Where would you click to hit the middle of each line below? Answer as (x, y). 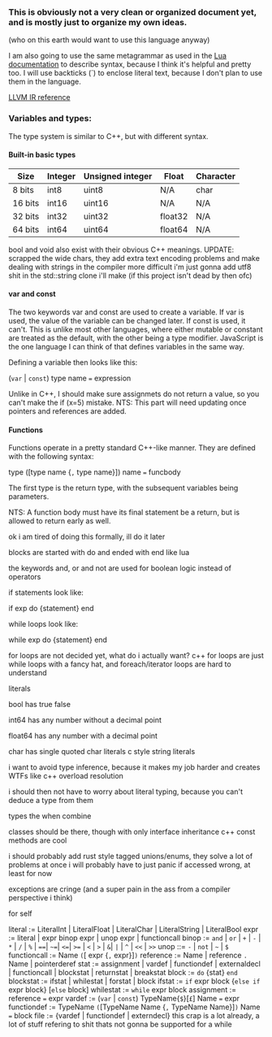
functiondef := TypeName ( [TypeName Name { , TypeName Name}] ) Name (134, 1007)
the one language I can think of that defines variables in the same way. (127, 347)
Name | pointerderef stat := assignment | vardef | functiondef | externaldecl (135, 964)
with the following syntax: (52, 457)
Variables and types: (50, 119)
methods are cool (38, 840)
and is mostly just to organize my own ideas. (98, 22)
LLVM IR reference (39, 98)
